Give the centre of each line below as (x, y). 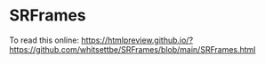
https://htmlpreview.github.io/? (137, 40)
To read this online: (44, 40)
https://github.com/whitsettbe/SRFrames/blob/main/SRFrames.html (132, 49)
